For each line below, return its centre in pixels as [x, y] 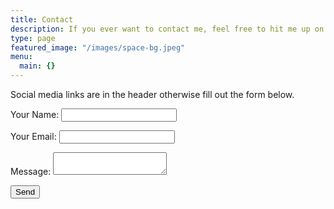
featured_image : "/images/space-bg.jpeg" [98, 47]
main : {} [37, 66]
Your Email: [33, 136]
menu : [21, 57]
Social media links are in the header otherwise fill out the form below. [152, 94]
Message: [31, 171]
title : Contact [42, 19]
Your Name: [35, 114]
